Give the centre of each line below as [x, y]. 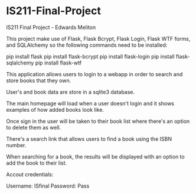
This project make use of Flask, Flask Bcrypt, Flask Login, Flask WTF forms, [98, 38]
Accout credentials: [30, 174]
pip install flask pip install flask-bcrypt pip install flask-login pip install [91, 56]
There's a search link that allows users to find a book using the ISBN [89, 139]
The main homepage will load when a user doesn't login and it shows [90, 103]
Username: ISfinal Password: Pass [48, 186]
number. [16, 145]
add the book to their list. [37, 163]
